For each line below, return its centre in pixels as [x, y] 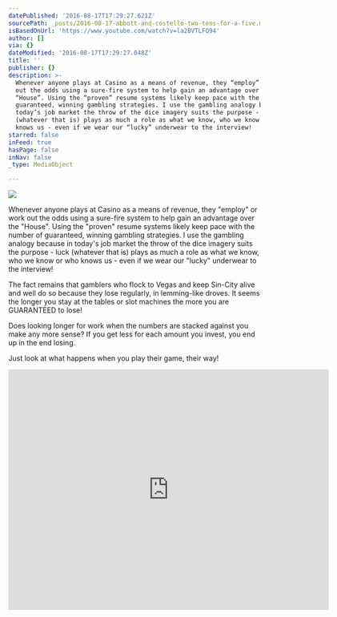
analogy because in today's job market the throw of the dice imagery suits [131, 244]
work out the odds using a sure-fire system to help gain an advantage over [131, 218]
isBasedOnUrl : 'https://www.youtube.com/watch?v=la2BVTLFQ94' [114, 30]
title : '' [25, 61]
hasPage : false [34, 150]
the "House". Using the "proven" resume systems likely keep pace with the [132, 227]
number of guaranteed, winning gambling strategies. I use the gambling [126, 235]
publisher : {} [32, 68]
